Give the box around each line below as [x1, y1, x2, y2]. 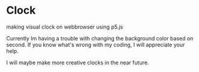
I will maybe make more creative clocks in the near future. [6, 59, 149, 66]
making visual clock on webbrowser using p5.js [6, 23, 123, 30]
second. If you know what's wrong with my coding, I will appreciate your [6, 41, 185, 48]
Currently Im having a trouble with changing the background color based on [6, 35, 194, 42]
